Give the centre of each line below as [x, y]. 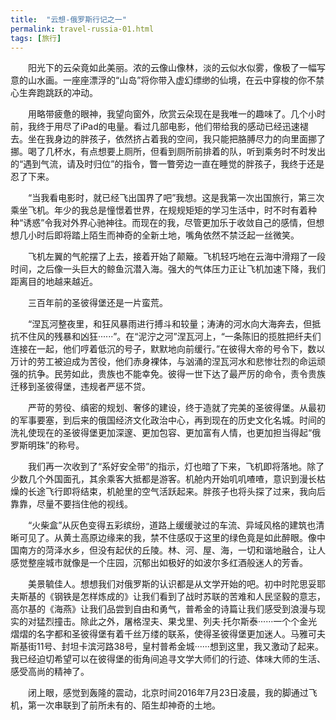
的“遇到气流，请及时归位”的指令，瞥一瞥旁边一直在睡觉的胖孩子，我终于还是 [167, 164]
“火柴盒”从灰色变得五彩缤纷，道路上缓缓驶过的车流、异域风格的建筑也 [172, 525]
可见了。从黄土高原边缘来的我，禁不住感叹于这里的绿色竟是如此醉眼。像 [167, 538]
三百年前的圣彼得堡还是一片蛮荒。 [97, 303]
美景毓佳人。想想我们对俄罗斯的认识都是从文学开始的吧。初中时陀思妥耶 [176, 584]
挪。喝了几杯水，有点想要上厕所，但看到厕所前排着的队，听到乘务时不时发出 [168, 152]
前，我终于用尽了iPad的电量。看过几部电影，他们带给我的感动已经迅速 [155, 127]
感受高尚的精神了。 [50, 672]
